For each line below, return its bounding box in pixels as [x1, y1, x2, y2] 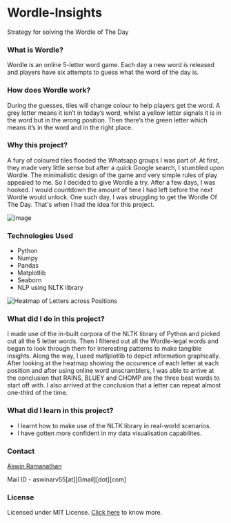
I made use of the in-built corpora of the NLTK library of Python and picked [7, 330, 221, 338]
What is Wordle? [7, 45, 64, 55]
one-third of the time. [7, 389, 68, 397]
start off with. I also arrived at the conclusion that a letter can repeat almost [7, 381, 221, 389]
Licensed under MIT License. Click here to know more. [7, 508, 163, 517]
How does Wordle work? [7, 85, 91, 95]
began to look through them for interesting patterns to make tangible [7, 345, 202, 353]
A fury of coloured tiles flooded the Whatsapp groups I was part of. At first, [7, 156, 220, 164]
